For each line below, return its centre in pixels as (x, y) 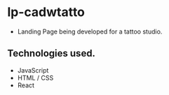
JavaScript (33, 70)
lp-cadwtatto (46, 12)
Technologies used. (52, 53)
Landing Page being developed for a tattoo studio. (90, 31)
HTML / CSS (35, 78)
